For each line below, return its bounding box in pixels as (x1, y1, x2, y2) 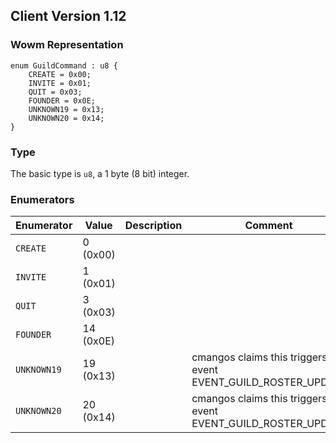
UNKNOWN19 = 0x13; (28, 104, 105, 114)
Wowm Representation (10, 38, 124, 52)
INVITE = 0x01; (28, 78, 92, 88)
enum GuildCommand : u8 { (10, 60, 118, 71)
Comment (244, 219, 293, 233)
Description (124, 219, 183, 233)
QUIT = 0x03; (28, 87, 83, 97)
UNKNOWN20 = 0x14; (28, 113, 105, 123)
